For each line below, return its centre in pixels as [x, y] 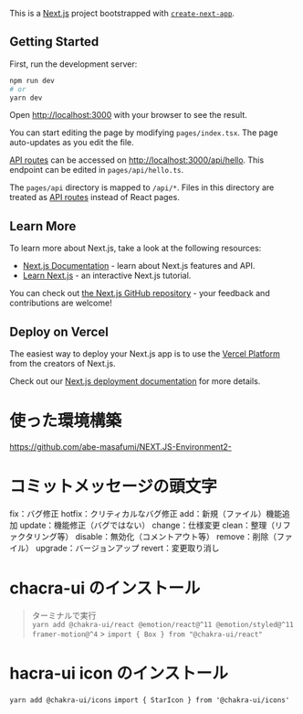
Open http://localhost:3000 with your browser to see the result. [129, 115]
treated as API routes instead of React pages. [94, 197]
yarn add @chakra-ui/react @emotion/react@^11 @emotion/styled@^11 [162, 624]
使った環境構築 [66, 421]
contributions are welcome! [61, 303]
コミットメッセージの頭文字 [113, 487]
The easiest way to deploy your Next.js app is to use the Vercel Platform [145, 354]
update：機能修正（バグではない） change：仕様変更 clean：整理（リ [151, 525]
